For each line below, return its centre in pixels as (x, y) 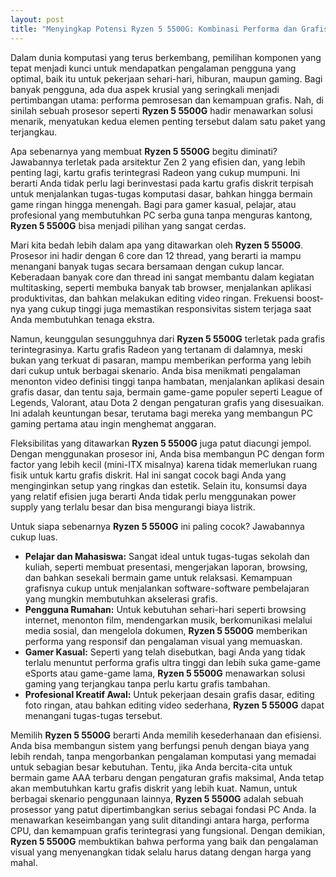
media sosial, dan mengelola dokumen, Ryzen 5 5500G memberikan (166, 630)
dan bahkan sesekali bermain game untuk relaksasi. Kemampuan (158, 577)
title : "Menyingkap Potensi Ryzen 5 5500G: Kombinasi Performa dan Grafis (169, 29)
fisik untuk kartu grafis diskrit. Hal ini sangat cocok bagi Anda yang (148, 475)
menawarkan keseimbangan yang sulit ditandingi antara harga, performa (160, 820)
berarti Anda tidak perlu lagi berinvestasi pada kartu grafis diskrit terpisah (162, 183)
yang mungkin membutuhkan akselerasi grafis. (121, 598)
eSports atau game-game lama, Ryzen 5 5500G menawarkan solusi (165, 673)
